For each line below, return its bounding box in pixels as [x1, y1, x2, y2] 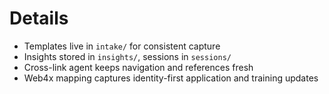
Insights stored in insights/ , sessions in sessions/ [23, 50, 232, 62]
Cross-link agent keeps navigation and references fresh [23, 61, 254, 73]
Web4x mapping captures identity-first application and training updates [23, 72, 319, 84]
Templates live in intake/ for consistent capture [23, 40, 221, 52]
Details [9, 7, 69, 30]
